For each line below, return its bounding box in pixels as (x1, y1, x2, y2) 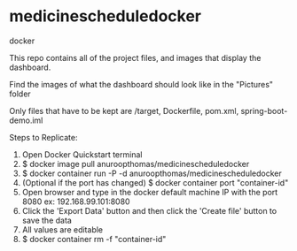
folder (9, 88, 31, 99)
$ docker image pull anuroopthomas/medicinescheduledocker (21, 158, 250, 169)
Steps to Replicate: (9, 132, 78, 142)
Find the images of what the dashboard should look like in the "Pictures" (9, 79, 273, 89)
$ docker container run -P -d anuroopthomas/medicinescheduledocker (21, 168, 282, 179)
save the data (21, 215, 73, 225)
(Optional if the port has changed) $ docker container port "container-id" (21, 177, 289, 187)
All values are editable (21, 224, 104, 235)
